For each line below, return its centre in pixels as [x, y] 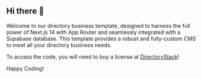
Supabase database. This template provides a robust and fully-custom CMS [101, 38]
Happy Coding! [25, 68]
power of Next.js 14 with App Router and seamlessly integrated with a [93, 32]
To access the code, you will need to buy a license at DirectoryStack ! [93, 57]
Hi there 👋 [25, 11]
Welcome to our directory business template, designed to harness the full [98, 25]
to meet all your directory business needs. [59, 45]
